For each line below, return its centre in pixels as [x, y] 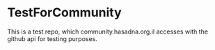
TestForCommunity [64, 13]
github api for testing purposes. [52, 38]
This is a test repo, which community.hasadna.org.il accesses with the [108, 32]
